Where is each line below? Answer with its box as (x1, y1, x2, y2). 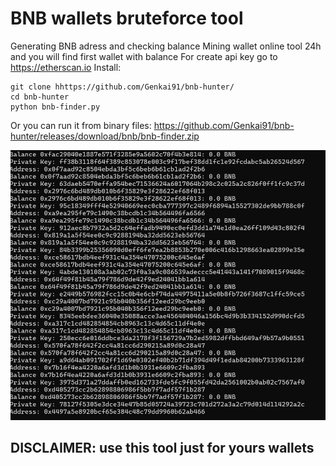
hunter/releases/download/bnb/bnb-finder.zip (10, 130, 200, 142)
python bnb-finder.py (10, 102, 101, 112)
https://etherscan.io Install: (10, 61, 122, 73)
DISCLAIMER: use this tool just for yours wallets (10, 440, 315, 457)
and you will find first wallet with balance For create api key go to (10, 50, 278, 62)
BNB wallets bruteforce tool (10, 7, 244, 30)
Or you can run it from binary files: (10, 119, 152, 131)
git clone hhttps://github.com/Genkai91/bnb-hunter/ (10, 82, 235, 92)
